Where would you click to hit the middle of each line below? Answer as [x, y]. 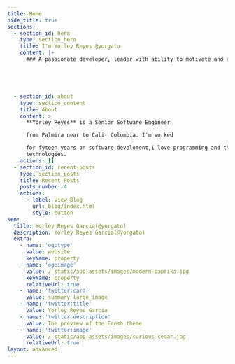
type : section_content [53, 103]
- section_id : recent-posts [55, 167]
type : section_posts [50, 174]
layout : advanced [33, 350]
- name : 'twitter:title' [56, 304]
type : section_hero [48, 40]
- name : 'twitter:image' [56, 330]
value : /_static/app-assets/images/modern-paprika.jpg [107, 271]
